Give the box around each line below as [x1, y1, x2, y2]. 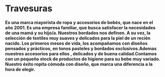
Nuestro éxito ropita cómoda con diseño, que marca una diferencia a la [5, 61, 153, 67]
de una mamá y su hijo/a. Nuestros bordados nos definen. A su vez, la [5, 30, 151, 36]
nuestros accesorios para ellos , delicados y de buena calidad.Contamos [5, 51, 157, 56]
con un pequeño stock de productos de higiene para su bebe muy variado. [5, 56, 160, 62]
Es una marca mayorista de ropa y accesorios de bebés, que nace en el [5, 19, 153, 25]
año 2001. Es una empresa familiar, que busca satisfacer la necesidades [5, 25, 156, 30]
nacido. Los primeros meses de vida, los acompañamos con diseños [5, 40, 148, 46]
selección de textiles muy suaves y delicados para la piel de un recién [5, 35, 151, 41]
